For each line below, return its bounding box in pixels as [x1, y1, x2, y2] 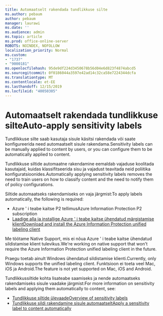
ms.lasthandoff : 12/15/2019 [5, 84, 62, 89]
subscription [12, 211, 37, 217]
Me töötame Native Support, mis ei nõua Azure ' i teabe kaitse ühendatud [5, 236, 152, 242]
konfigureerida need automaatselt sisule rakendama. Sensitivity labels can [5, 141, 153, 147]
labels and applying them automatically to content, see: [5, 286, 116, 292]
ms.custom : [5, 52, 27, 57]
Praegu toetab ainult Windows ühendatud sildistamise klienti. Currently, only [5, 256, 157, 261]
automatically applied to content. [5, 151, 71, 157]
